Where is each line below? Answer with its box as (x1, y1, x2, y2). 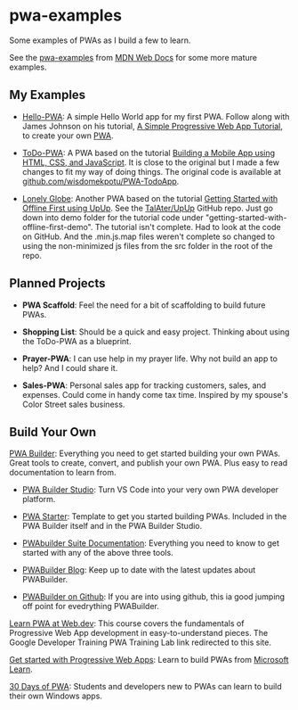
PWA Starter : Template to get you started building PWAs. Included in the (21, 511, 287, 522)
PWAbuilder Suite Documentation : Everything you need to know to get (21, 538, 280, 549)
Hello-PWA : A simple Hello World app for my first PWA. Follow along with (21, 111, 290, 121)
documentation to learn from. (9, 467, 117, 478)
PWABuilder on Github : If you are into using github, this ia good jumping (21, 591, 286, 602)
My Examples (9, 87, 86, 103)
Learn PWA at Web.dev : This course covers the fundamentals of (9, 618, 245, 629)
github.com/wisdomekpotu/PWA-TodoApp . (21, 176, 180, 186)
